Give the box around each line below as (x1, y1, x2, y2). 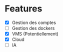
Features (4, 3, 42, 14)
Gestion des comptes (11, 19, 56, 25)
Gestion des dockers (11, 25, 55, 31)
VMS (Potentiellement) (11, 31, 58, 37)
